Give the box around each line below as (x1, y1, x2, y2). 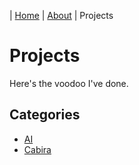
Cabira (23, 143, 52, 155)
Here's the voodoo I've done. (9, 77, 129, 89)
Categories (9, 106, 81, 124)
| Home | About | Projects (9, 10, 114, 21)
